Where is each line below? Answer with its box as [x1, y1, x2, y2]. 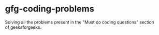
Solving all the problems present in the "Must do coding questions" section [5, 19, 155, 25]
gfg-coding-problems [5, 3, 94, 14]
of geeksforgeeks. [5, 24, 42, 30]
